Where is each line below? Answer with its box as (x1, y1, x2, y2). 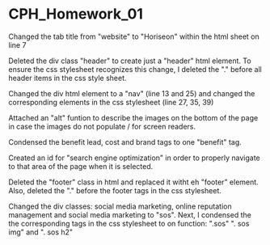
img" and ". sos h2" (8, 227, 74, 237)
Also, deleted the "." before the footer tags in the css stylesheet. (8, 185, 222, 195)
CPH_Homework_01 (8, 5, 144, 23)
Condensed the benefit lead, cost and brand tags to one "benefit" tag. (8, 137, 243, 146)
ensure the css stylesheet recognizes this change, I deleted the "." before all (8, 64, 263, 74)
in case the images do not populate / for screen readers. (8, 121, 196, 131)
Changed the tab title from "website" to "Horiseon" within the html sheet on (8, 32, 260, 41)
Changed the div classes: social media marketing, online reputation (8, 201, 232, 211)
